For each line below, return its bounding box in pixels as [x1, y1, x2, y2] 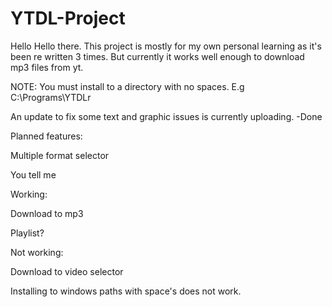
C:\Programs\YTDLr [10, 91, 92, 103]
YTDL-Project [10, 7, 126, 30]
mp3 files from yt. [10, 61, 84, 73]
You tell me [10, 168, 57, 181]
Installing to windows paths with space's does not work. [10, 285, 242, 297]
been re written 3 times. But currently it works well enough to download [10, 50, 305, 62]
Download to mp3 [10, 207, 84, 219]
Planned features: [10, 130, 83, 142]
